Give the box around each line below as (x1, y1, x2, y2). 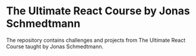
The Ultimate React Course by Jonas (6, 4, 190, 18)
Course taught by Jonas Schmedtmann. (6, 43, 104, 50)
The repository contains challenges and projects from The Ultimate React (6, 36, 186, 43)
